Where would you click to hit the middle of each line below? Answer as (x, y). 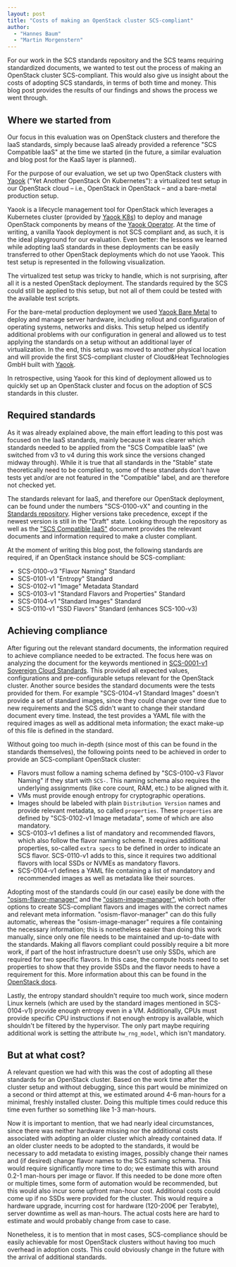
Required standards (52, 415)
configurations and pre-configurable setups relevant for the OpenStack (111, 678)
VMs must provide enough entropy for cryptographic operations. (111, 795)
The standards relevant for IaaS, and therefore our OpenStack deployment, (116, 498)
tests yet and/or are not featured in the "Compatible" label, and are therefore (118, 477)
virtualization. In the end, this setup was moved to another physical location (117, 349)
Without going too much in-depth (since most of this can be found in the (112, 744)
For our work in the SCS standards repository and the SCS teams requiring (116, 60)
